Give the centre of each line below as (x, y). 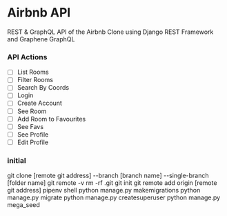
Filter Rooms (35, 80)
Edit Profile (33, 142)
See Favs (30, 126)
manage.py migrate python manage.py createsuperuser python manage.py (114, 197)
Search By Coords (43, 88)
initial (17, 160)
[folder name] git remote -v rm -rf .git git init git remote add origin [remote (112, 183)
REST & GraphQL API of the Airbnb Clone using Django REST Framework (110, 32)
